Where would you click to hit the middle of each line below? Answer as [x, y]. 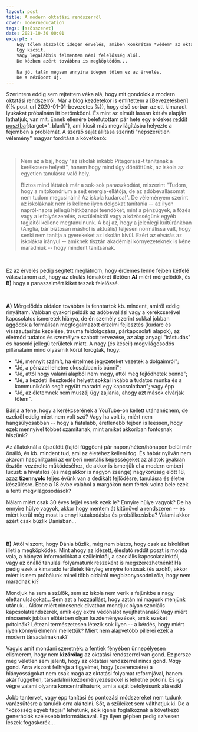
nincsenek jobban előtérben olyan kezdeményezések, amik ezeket [87, 618]
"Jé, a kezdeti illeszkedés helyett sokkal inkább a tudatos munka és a [98, 380]
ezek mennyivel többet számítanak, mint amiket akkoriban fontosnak [89, 429]
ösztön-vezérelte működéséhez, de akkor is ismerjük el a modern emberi [95, 466]
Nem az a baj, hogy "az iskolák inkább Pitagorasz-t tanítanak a [97, 161]
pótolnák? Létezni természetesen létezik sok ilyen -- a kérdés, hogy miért [95, 625]
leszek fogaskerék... [30, 723]
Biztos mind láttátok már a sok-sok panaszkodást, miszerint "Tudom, [104, 185]
